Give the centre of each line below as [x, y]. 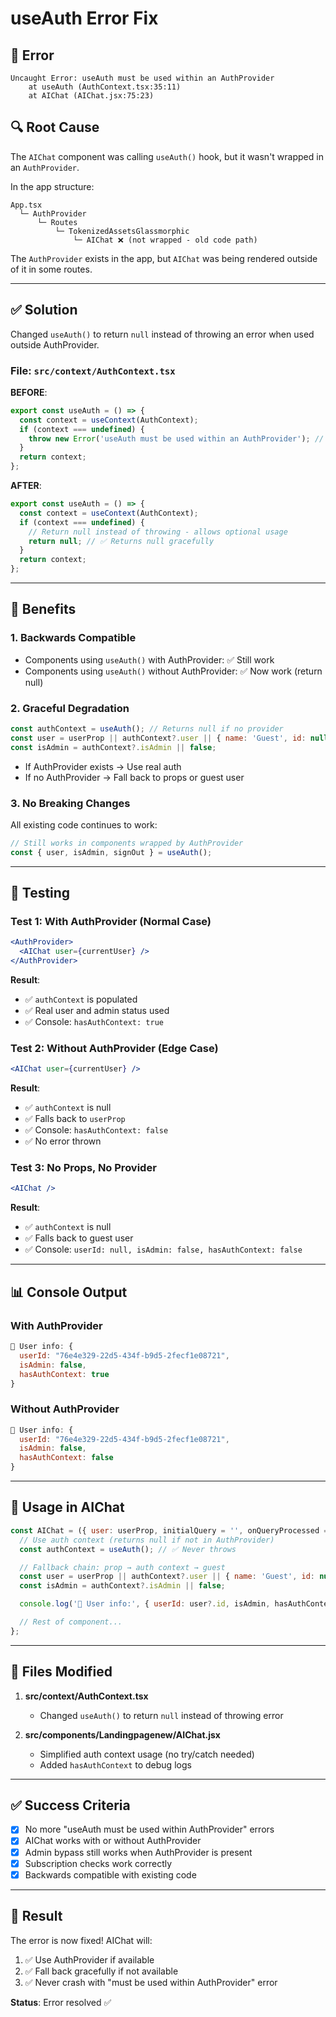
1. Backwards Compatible [73, 638]
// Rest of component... [71, 1622]
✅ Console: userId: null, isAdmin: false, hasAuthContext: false [163, 1249]
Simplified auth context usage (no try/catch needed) [147, 1754]
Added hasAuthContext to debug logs [115, 1764]
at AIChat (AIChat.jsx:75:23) [91, 96]
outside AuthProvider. [55, 344]
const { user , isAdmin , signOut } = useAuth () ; [111, 852]
